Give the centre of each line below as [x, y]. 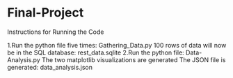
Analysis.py [24, 59]
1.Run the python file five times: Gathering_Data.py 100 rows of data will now [117, 45]
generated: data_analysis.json [50, 67]
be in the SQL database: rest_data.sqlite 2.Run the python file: [96, 52]
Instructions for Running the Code [56, 32]
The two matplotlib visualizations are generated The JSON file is [134, 59]
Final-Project [46, 13]
